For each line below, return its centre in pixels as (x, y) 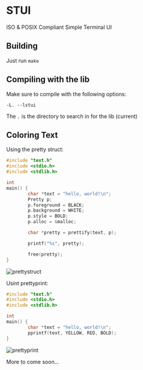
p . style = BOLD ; (48, 216)
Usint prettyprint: (27, 283)
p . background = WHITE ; (56, 211)
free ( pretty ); (45, 254)
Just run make (23, 60)
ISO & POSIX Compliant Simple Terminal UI (59, 27)
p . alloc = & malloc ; (52, 222)
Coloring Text (32, 135)
